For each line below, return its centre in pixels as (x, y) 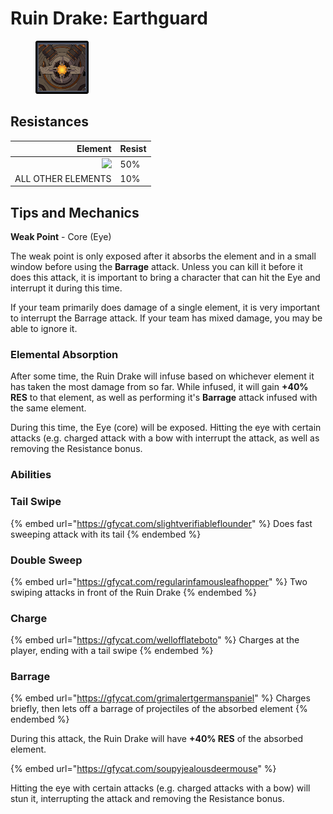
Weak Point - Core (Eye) (61, 237)
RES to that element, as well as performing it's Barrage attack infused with (164, 398)
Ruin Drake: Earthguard (109, 18)
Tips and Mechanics (75, 212)
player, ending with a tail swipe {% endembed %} (112, 651)
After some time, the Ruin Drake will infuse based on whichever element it (162, 376)
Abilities (31, 475)
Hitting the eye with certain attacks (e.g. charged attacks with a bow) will (160, 788)
